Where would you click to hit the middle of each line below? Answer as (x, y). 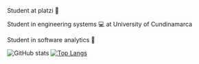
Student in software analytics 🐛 (51, 40)
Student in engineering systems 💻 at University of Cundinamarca (100, 24)
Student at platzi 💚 (33, 11)
